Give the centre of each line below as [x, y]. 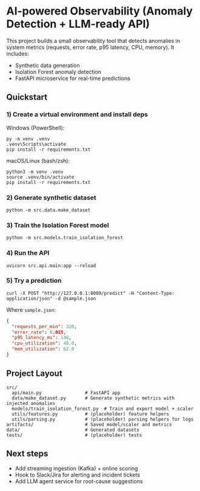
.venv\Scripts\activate [36, 144]
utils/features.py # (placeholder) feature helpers [91, 414]
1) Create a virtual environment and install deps [77, 114]
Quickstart [27, 97]
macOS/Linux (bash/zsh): [38, 160]
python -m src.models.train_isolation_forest [65, 238]
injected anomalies [31, 403]
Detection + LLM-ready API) [78, 24]
